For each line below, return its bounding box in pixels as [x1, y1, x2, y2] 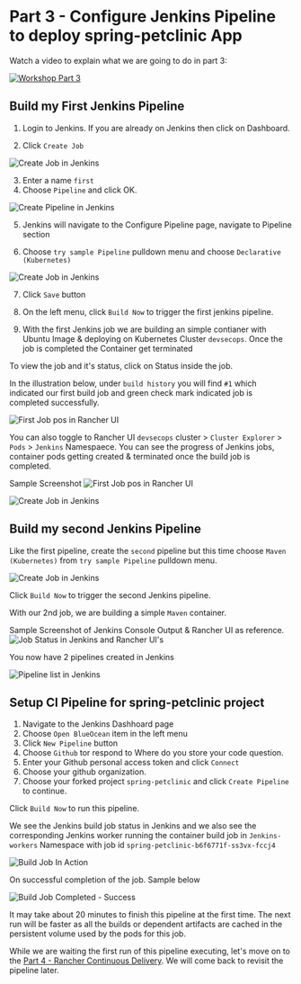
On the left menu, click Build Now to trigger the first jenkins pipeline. [22, 306, 274, 317]
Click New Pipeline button [22, 738, 119, 748]
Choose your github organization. [22, 766, 146, 777]
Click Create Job [22, 139, 84, 150]
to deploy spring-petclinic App [9, 25, 243, 46]
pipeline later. [9, 965, 60, 976]
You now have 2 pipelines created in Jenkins [9, 651, 175, 662]
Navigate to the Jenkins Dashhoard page [22, 719, 174, 729]
